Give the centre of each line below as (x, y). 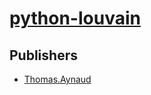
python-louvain (75, 18)
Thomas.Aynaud (57, 79)
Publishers (43, 55)
